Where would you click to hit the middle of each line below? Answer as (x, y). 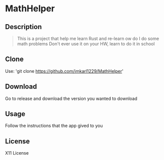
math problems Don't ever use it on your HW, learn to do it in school (86, 44)
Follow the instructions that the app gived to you (54, 126)
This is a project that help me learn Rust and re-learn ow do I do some (88, 38)
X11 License (17, 153)
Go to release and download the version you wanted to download (71, 98)
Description (23, 27)
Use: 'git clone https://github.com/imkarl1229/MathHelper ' (64, 71)
